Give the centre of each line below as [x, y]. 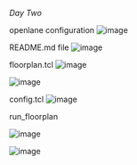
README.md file [39, 47]
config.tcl [27, 99]
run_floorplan [34, 116]
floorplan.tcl [31, 65]
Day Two [26, 13]
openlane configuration [52, 30]
